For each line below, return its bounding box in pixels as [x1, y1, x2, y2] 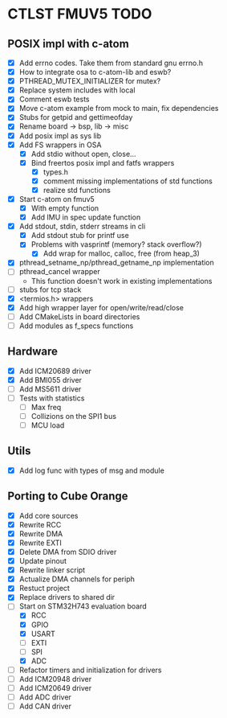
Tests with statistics [18, 393, 85, 403]
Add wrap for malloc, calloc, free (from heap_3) [43, 248, 200, 258]
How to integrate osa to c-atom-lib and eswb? [18, 68, 172, 77]
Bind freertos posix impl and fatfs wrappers [30, 158, 175, 167]
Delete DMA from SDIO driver [18, 548, 117, 556]
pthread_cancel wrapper [18, 267, 101, 277]
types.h [43, 166, 69, 177]
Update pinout [18, 556, 67, 566]
